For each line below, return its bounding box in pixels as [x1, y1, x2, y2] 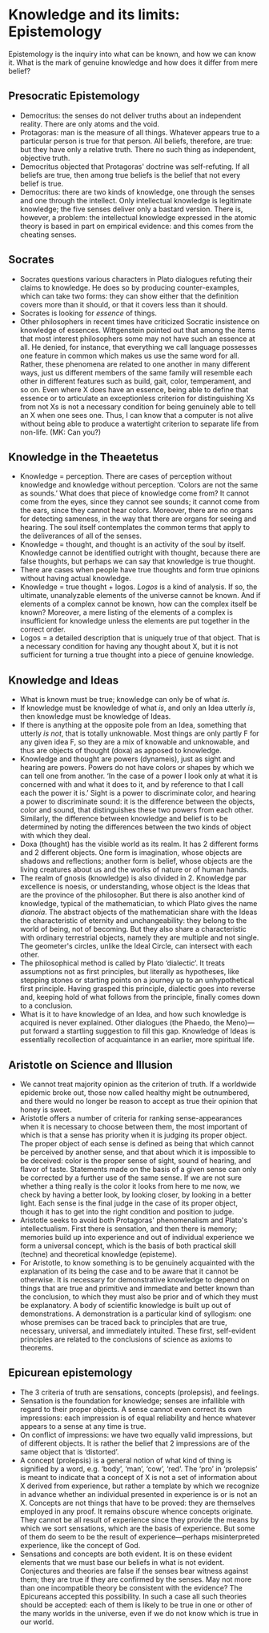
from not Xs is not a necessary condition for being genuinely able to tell [19, 402, 256, 411]
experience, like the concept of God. [19, 1540, 141, 1550]
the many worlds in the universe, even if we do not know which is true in [19, 1608, 259, 1618]
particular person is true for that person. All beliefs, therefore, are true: [19, 136, 253, 146]
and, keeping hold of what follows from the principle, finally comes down [19, 993, 260, 1002]
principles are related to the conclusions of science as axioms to [19, 1334, 233, 1344]
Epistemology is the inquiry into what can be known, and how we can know [8, 49, 256, 58]
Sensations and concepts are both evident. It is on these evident [19, 1549, 232, 1559]
